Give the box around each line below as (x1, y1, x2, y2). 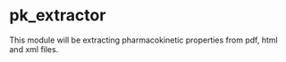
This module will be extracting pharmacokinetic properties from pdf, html (9, 35, 279, 45)
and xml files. (9, 43, 59, 54)
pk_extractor (9, 5, 106, 26)
